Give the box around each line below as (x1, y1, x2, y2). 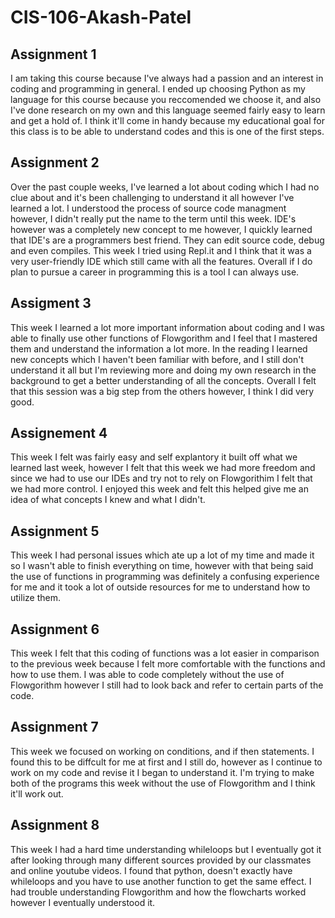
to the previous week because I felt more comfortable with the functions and (10, 658, 326, 670)
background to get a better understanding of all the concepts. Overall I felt (10, 374, 317, 386)
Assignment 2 (10, 154, 100, 171)
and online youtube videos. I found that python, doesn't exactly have (10, 864, 293, 876)
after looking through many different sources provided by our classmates (10, 854, 312, 866)
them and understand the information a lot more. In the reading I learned (10, 342, 308, 355)
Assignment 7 (10, 719, 99, 736)
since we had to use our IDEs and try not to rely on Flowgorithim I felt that (10, 472, 313, 485)
